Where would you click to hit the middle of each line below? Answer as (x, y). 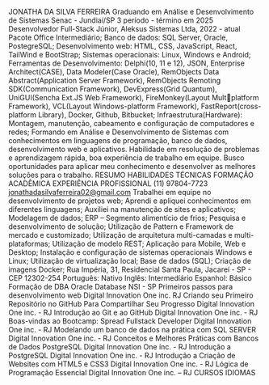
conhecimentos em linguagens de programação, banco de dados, (118, 140)
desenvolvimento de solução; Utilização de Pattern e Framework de (121, 226)
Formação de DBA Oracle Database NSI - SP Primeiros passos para (120, 287)
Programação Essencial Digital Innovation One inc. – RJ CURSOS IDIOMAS (132, 372)
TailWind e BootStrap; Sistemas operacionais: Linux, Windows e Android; (130, 55)
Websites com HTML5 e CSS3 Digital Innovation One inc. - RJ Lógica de (128, 364)
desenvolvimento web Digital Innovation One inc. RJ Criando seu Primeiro (131, 295)
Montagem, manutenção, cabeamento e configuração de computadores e (131, 123)
